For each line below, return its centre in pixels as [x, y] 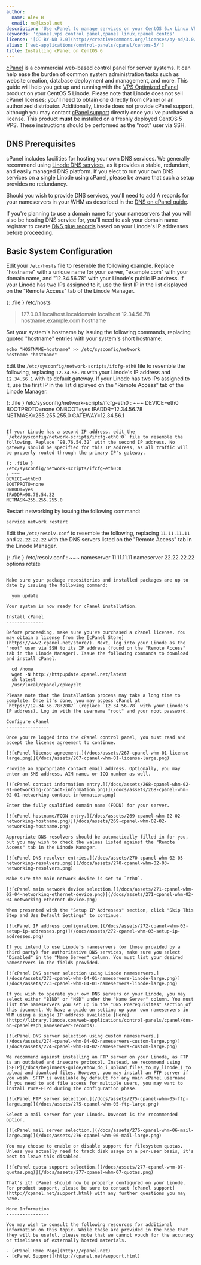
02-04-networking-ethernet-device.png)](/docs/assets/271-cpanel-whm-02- [100, 895]
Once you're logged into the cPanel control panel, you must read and [96, 737]
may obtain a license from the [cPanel [56, 638]
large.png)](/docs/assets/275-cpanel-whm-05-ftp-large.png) [83, 1104]
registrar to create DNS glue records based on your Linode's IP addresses [97, 226]
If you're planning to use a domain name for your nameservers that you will [99, 213]
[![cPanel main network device [45, 889]
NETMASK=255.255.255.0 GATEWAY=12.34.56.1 [65, 416]
